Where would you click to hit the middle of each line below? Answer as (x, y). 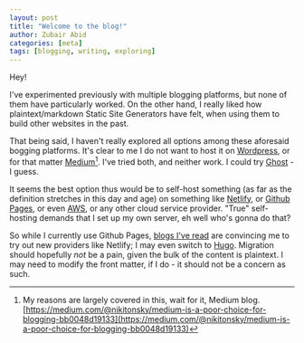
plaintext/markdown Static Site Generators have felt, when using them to (145, 114)
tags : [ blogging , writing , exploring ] (82, 52)
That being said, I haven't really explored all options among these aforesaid (149, 141)
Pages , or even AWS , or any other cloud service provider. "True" (129, 208)
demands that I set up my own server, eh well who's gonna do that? (165, 217)
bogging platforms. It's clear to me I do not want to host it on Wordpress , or (150, 151)
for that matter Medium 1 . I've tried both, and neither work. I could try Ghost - (152, 161)
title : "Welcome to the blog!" (68, 26)
